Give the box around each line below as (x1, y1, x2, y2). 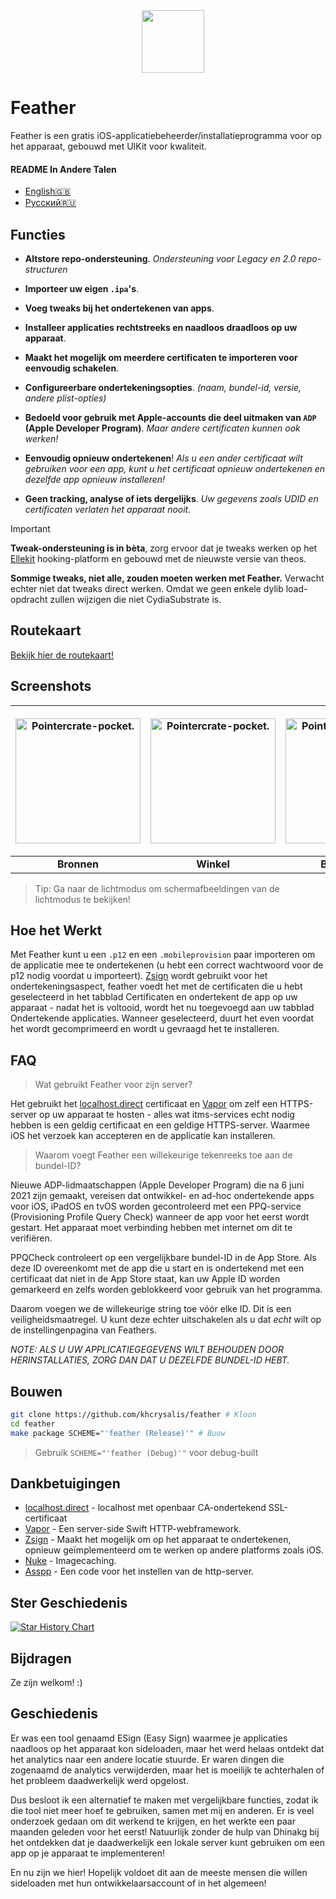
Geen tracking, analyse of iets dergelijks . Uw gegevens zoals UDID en (24, 492, 319, 504)
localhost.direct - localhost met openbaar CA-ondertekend (24, 1502, 267, 1514)
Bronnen (57, 857, 99, 871)
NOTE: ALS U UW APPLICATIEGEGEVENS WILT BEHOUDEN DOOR (10, 1344, 285, 1356)
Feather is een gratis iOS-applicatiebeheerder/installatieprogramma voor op (10, 129, 322, 141)
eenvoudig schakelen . (24, 362, 120, 374)
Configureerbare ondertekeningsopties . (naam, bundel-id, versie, (24, 381, 302, 393)
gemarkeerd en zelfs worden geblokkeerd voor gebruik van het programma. (10, 1284, 323, 1296)
